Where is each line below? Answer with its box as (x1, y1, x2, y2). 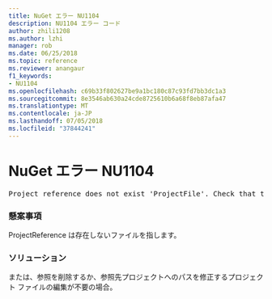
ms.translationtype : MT (8, 102, 89, 110)
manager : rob (8, 42, 53, 50)
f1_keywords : (8, 72, 53, 80)
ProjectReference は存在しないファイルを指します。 (8, 230, 181, 239)
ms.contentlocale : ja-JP (8, 110, 92, 118)
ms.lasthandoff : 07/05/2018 (8, 117, 104, 125)
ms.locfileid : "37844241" (8, 124, 96, 133)
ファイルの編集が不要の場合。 (17, 282, 117, 292)
